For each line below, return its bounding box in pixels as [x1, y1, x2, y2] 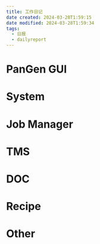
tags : [6, 25, 20, 32]
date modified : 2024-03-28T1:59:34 [6, 20, 95, 26]
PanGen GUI [6, 62, 67, 76]
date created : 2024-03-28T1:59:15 [6, 14, 92, 20]
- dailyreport [11, 37, 46, 43]
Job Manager [6, 118, 73, 131]
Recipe [6, 200, 42, 213]
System [6, 90, 45, 104]
